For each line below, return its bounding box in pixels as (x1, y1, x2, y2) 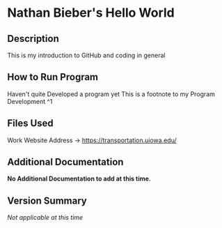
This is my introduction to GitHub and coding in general (7, 51, 166, 59)
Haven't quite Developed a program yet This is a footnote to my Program (7, 89, 216, 98)
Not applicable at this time (7, 213, 84, 222)
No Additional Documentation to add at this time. (7, 174, 152, 183)
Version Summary (7, 195, 87, 206)
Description (7, 33, 59, 45)
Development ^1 (7, 97, 53, 105)
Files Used (7, 117, 54, 130)
